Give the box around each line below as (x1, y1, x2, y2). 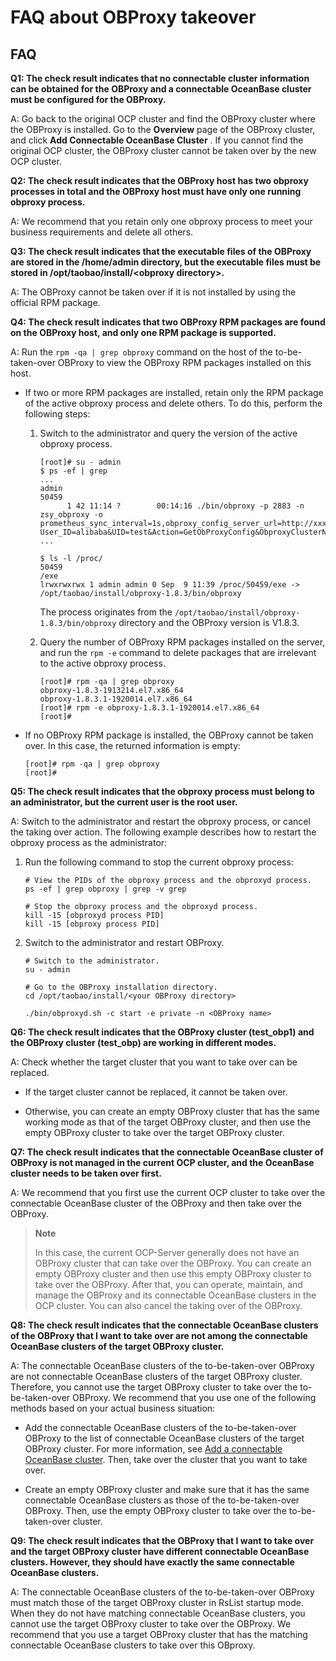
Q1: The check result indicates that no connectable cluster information (10, 72, 310, 84)
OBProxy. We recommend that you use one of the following (72, 1392, 317, 1403)
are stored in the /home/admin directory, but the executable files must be (10, 256, 322, 268)
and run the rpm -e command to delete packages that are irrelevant (39, 647, 317, 658)
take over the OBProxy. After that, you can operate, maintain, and (34, 1279, 303, 1290)
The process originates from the (39, 606, 173, 618)
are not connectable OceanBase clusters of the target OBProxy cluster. (10, 1371, 303, 1382)
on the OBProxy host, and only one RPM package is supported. (10, 327, 277, 338)
